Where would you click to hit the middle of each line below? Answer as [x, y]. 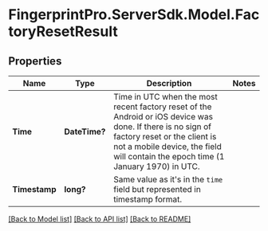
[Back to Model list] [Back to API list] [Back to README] [100, 219]
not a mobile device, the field [167, 147]
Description [169, 83]
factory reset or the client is [165, 137]
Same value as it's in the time [168, 179]
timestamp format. [148, 199]
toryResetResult [63, 31]
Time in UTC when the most [165, 97]
